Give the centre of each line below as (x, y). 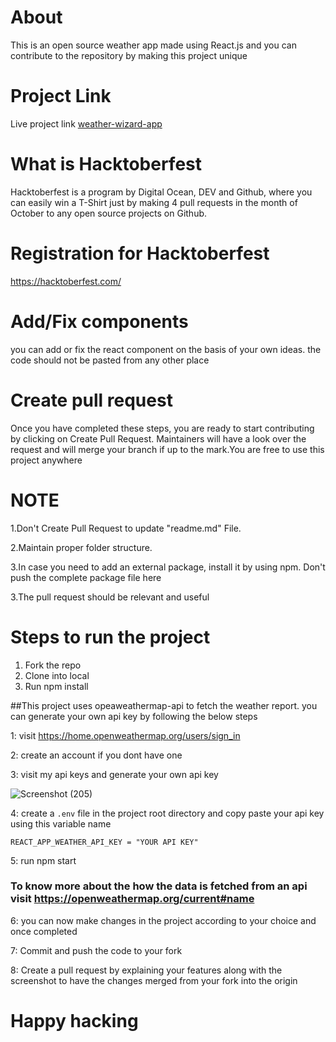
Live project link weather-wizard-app (86, 123)
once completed (44, 931)
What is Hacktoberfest (106, 164)
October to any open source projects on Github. (109, 213)
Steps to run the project (110, 637)
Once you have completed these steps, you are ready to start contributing (162, 428)
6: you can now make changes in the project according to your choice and (163, 920)
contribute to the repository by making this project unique (129, 55)
